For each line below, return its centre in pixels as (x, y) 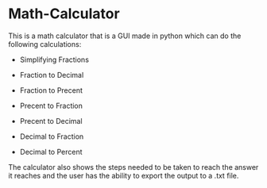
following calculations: (45, 44)
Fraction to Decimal (52, 75)
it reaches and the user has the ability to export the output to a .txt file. (124, 175)
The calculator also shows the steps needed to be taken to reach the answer (133, 167)
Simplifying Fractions (54, 59)
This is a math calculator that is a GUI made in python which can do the (125, 36)
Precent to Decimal (51, 121)
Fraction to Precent (51, 90)
